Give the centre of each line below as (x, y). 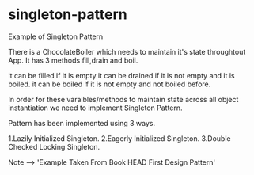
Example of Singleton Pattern (56, 36)
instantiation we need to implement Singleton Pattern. (96, 108)
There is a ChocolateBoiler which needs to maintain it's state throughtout (127, 51)
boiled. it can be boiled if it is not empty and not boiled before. (110, 84)
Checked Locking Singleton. (54, 146)
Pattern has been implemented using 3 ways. (82, 123)
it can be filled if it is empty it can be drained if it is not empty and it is (121, 75)
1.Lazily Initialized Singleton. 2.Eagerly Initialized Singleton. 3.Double (119, 138)
